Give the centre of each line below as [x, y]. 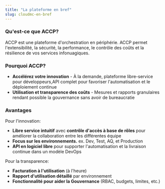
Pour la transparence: [27, 161]
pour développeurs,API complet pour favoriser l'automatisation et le [81, 82]
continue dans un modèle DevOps [47, 152]
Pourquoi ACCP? [25, 66]
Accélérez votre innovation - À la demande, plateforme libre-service [82, 77]
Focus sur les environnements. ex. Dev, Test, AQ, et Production [78, 141]
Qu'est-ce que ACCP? [32, 32]
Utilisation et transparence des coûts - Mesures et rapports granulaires [86, 93]
